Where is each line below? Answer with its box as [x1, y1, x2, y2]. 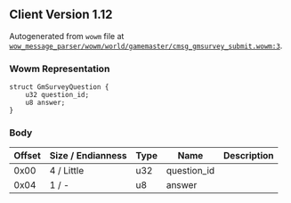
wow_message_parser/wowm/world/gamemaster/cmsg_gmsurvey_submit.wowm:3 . [9, 40, 283, 51]
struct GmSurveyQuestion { [9, 83, 109, 92]
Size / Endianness [49, 150, 127, 162]
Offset [13, 150, 42, 162]
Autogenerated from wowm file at [9, 30, 125, 41]
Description [222, 150, 274, 162]
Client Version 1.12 [9, 7, 113, 22]
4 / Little [49, 165, 85, 177]
